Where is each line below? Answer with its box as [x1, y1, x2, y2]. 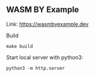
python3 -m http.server [6, 65, 65, 71]
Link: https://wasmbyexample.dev [6, 20, 89, 27]
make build [6, 43, 33, 49]
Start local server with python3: [6, 53, 83, 61]
